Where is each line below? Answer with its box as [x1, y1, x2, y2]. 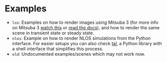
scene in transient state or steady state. [12, 30, 95, 36]
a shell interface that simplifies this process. [12, 46, 104, 52]
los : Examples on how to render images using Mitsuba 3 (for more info [12, 19, 159, 25]
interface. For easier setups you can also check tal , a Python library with [12, 40, 162, 46]
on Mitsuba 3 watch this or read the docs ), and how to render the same [12, 24, 160, 30]
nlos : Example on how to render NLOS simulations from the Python [12, 35, 151, 41]
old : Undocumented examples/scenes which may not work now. [12, 51, 145, 57]
